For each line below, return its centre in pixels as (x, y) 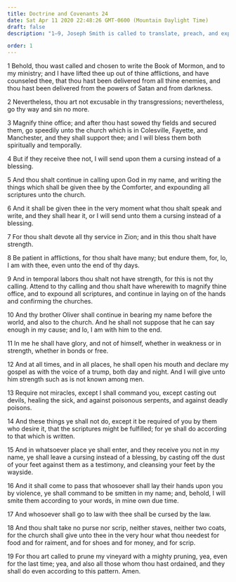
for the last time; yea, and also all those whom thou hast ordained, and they (116, 564)
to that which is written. (41, 436)
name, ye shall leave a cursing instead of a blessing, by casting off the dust (116, 457)
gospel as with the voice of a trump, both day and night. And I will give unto (117, 372)
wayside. (20, 472)
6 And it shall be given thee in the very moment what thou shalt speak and (115, 208)
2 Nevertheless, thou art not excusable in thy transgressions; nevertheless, (116, 102)
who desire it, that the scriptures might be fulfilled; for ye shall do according (117, 429)
